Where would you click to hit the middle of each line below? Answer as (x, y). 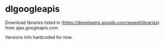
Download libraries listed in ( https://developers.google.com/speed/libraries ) (82, 22)
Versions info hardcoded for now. (39, 37)
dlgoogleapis (33, 9)
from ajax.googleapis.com (32, 27)
